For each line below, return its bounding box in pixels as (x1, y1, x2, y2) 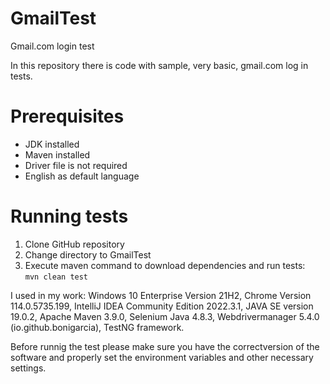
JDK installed (24, 138, 80, 150)
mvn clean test (24, 272, 89, 282)
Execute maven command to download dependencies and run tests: (24, 259, 306, 271)
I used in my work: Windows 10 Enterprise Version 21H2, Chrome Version (10, 289, 312, 301)
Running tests (10, 205, 129, 228)
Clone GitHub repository (24, 238, 125, 250)
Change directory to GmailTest (24, 248, 152, 261)
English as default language (24, 170, 140, 182)
